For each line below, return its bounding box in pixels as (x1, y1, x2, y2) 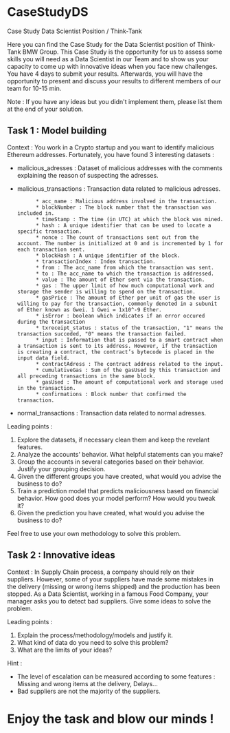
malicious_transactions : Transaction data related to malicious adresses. (16, 184, 221, 193)
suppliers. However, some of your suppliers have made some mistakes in (7, 575, 214, 583)
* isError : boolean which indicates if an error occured (35, 312, 205, 319)
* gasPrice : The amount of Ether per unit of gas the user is (35, 294, 221, 301)
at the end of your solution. (7, 105, 84, 113)
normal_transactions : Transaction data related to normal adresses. (16, 409, 207, 417)
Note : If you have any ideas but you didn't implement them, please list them (7, 97, 222, 105)
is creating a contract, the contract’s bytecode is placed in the (16, 349, 214, 355)
